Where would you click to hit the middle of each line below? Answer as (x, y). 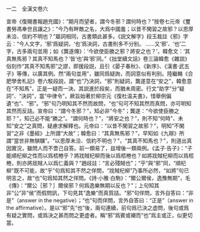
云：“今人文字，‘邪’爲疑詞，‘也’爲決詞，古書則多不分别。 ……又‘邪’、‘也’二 (96, 44)
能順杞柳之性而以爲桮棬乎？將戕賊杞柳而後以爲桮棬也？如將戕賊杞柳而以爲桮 (100, 156)
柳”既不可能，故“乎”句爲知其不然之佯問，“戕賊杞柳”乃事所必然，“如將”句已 (98, 171)
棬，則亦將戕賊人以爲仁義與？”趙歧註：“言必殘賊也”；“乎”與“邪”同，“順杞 (96, 163)
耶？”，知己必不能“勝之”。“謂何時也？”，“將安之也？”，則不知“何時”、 (92, 118)
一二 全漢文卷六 (27, 9)
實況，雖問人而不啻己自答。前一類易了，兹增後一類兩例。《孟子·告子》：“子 (102, 148)
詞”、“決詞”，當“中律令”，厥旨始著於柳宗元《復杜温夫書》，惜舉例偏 (89, 96)
